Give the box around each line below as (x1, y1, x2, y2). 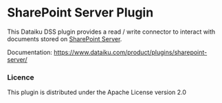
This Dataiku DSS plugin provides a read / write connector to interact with (7, 27, 216, 36)
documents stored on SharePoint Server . (7, 34, 122, 43)
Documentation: (7, 48, 53, 56)
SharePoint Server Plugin (7, 5, 154, 21)
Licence (7, 72, 34, 82)
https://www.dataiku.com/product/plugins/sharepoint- (54, 48, 208, 56)
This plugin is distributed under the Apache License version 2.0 (7, 88, 187, 97)
